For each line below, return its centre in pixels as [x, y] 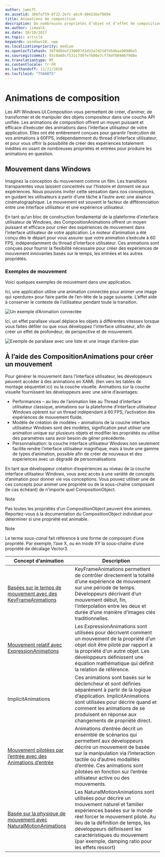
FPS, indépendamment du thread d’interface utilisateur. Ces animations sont [82, 243]
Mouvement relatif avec [35, 645]
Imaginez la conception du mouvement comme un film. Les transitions [76, 181]
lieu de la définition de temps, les [112, 823]
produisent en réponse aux [106, 714]
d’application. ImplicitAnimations [112, 696]
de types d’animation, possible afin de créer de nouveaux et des [77, 454]
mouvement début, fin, [101, 600]
